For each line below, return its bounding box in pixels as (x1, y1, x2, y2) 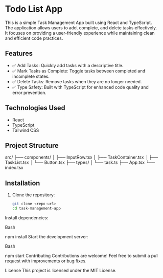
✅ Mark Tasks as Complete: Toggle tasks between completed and (12, 68, 146, 74)
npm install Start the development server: (5, 233, 89, 239)
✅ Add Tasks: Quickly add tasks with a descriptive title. (12, 62, 124, 68)
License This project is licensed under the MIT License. (5, 267, 116, 273)
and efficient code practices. (5, 35, 63, 41)
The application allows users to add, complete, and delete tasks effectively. (5, 24, 157, 30)
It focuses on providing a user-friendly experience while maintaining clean (5, 30, 155, 36)
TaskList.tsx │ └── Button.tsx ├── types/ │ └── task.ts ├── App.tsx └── (5, 160, 155, 165)
